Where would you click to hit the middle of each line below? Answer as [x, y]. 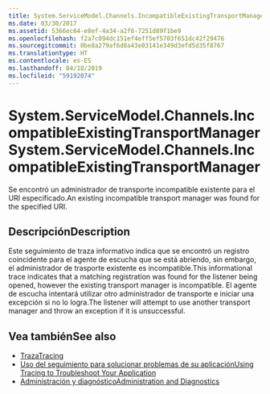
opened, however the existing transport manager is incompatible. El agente [133, 285]
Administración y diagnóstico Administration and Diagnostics [119, 382]
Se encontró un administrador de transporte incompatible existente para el [132, 189]
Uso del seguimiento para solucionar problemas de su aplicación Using [137, 364]
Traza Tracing [42, 356]
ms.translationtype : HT [48, 53]
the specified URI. [38, 206]
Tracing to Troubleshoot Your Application [88, 373]
